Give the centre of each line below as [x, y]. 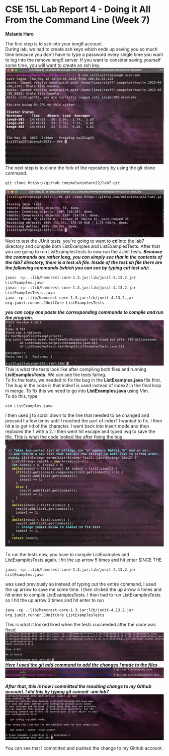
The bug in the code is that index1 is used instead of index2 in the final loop [83, 385]
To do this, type [21, 396]
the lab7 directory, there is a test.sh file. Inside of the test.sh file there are [84, 262]
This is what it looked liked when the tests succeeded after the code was [80, 625]
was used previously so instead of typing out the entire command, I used [81, 584]
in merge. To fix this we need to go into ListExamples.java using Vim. [77, 391]
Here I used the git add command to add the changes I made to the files [81, 665]
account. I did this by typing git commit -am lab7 [57, 692]
